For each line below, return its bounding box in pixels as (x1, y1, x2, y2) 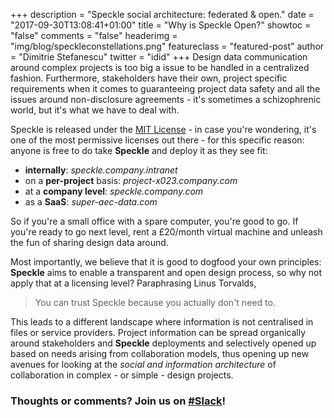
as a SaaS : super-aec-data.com (24, 196, 158, 208)
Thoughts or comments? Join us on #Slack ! (10, 394, 227, 408)
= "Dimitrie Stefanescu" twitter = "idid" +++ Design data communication (10, 51, 308, 63)
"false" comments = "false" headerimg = (10, 30, 178, 41)
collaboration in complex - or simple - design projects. (10, 369, 234, 381)
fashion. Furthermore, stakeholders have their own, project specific (10, 72, 288, 84)
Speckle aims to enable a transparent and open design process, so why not (10, 267, 322, 278)
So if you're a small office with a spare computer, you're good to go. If (10, 215, 299, 227)
